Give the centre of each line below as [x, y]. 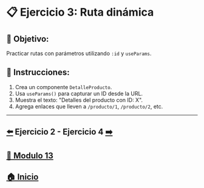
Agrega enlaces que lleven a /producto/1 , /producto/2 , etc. [89, 106]
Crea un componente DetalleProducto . [63, 87]
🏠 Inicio [22, 177]
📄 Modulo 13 [30, 156]
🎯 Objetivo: [28, 39]
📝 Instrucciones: [38, 72]
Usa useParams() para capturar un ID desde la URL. [79, 93]
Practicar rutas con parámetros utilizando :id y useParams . [79, 53]
